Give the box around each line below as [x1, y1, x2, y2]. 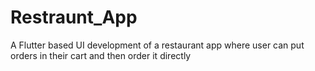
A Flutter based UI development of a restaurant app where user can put [10, 39, 305, 51]
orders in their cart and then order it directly [10, 49, 192, 61]
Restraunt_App [10, 6, 138, 29]
